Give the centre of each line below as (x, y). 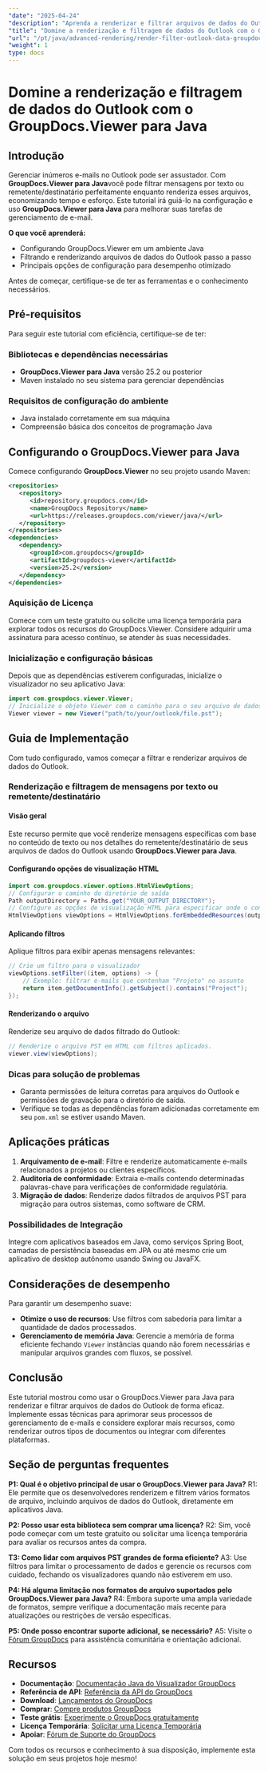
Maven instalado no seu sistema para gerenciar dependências (122, 380)
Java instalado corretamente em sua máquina (95, 418)
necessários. (29, 289)
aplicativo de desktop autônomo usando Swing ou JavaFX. (105, 1259)
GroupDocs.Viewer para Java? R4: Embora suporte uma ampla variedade (130, 1598)
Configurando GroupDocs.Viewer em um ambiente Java (112, 248)
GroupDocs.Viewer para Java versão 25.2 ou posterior (111, 372)
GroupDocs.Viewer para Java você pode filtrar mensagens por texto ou (126, 183)
